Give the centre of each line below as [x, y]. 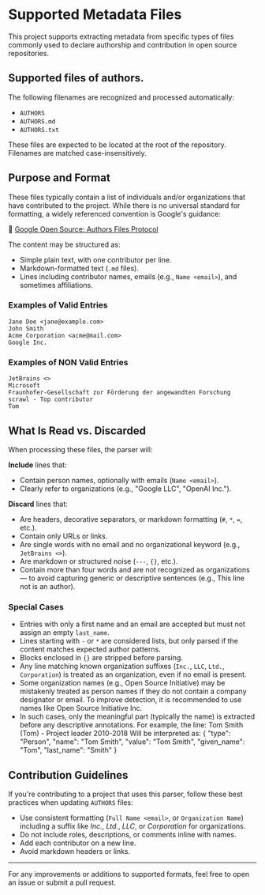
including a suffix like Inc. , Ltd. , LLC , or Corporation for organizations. [132, 826]
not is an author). [47, 586]
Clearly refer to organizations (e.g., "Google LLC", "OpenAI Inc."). [125, 489]
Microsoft [24, 386]
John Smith [26, 329]
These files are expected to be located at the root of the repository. [117, 145]
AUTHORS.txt [39, 130]
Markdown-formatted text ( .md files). [79, 268]
